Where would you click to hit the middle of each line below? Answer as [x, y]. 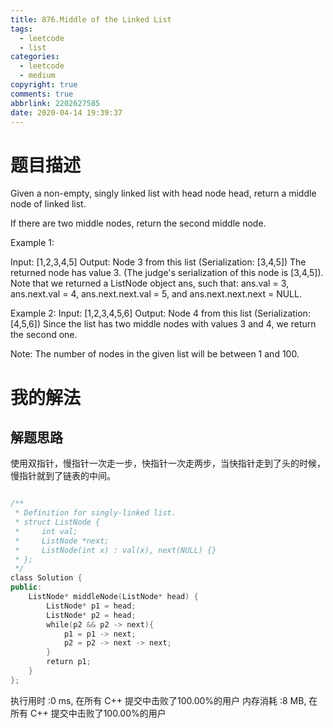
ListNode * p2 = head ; [91, 615]
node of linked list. [48, 204]
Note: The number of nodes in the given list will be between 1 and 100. [155, 354]
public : [26, 587]
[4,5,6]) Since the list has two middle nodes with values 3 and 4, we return [163, 324]
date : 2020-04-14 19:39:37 [66, 112]
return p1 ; [69, 662]
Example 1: [32, 243]
